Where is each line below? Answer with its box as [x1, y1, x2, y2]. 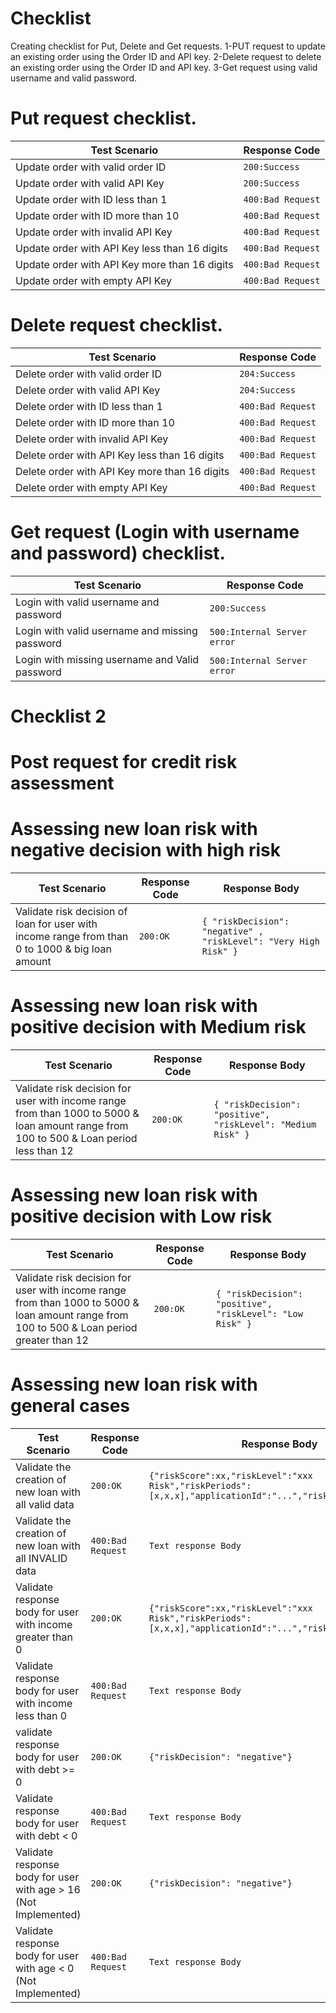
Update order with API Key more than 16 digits [15, 257, 234, 271]
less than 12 [15, 1144, 74, 1157]
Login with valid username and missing [15, 623, 198, 637]
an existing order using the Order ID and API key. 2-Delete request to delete [10, 50, 322, 62]
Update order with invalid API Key [15, 225, 173, 239]
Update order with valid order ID [15, 160, 167, 174]
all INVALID [15, 1551, 68, 1565]
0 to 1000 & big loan [15, 942, 112, 956]
